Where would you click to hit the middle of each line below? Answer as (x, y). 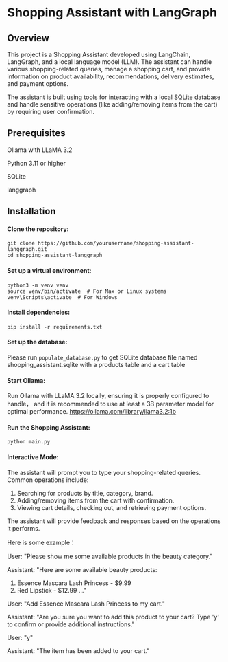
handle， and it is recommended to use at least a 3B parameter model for (111, 404)
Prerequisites (36, 133)
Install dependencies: (39, 312)
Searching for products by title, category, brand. (85, 493)
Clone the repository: (38, 229)
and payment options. (38, 84)
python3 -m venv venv (38, 285)
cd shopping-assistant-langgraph (55, 256)
